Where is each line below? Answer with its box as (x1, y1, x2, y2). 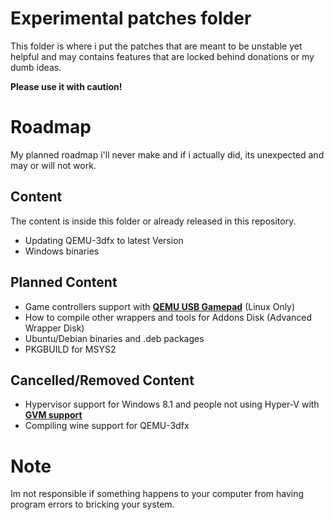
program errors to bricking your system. (10, 498, 175, 511)
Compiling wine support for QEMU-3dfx (24, 420, 190, 432)
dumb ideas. (10, 61, 62, 73)
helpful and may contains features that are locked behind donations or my (10, 50, 315, 62)
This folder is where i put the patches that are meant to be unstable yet (10, 40, 303, 52)
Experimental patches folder (10, 7, 252, 30)
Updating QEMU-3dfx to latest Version (24, 234, 184, 246)
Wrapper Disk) (24, 322, 85, 334)
